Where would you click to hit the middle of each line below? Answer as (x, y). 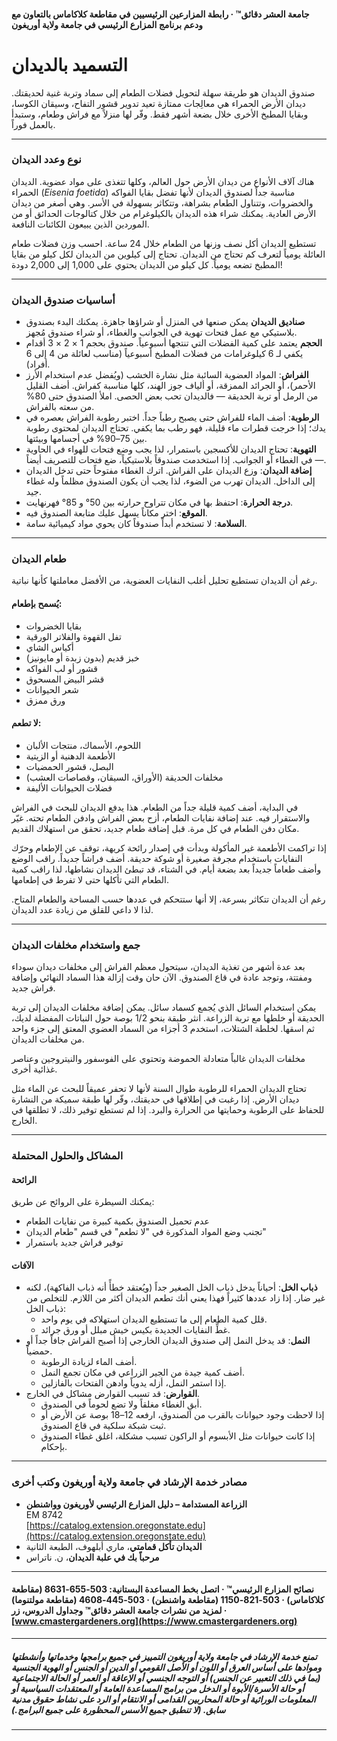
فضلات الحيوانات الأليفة (69, 787)
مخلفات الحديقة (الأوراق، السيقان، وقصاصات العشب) (124, 777)
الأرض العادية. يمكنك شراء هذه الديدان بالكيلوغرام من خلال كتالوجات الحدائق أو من (164, 213)
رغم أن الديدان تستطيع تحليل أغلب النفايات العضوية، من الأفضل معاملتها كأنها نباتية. (164, 581)
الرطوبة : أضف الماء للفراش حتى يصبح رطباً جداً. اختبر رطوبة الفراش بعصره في (172, 417)
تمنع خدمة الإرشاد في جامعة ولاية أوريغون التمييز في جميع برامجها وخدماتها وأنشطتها (164, 1656)
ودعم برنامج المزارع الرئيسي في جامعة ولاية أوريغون (107, 24)
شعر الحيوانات (52, 689)
